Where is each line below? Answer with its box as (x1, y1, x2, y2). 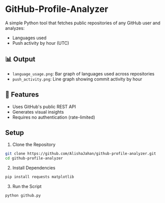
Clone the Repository (12, 141, 56, 147)
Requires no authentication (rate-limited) (12, 114, 96, 120)
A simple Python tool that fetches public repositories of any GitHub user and (5, 20, 161, 26)
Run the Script (12, 184, 42, 189)
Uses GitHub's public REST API (12, 103, 76, 110)
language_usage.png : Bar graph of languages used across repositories (12, 70, 155, 76)
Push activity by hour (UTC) (12, 40, 69, 46)
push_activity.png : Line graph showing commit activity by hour (12, 76, 143, 82)
